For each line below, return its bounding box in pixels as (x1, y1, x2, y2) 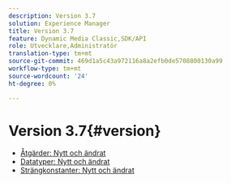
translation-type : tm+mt (8, 49, 92, 57)
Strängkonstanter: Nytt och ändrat (19, 165, 135, 175)
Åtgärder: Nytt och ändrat (19, 148, 106, 158)
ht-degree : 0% (8, 79, 57, 87)
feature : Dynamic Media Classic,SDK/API (8, 34, 148, 43)
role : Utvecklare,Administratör (8, 42, 118, 50)
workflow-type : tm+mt (8, 65, 82, 73)
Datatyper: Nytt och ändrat (19, 157, 110, 167)
